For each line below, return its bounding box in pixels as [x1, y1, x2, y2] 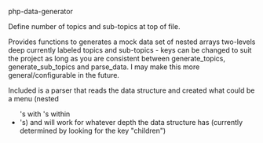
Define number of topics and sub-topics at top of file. [8, 22, 181, 31]
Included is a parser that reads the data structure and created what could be [8, 86, 255, 95]
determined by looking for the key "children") [19, 126, 166, 135]
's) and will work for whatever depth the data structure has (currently [19, 118, 243, 126]
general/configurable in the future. [8, 71, 120, 79]
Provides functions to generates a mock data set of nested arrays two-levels [8, 37, 256, 46]
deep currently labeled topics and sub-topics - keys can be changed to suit [8, 46, 252, 54]
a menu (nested [8, 94, 59, 103]
